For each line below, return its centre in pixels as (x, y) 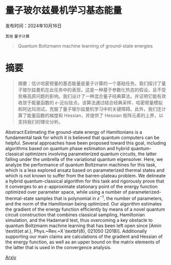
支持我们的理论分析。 (40, 121)
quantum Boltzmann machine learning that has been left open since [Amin (83, 226)
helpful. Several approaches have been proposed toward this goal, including (86, 143)
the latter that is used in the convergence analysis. (58, 247)
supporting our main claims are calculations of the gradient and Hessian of (84, 236)
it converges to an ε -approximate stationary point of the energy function (81, 186)
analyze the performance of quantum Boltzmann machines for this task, (81, 165)
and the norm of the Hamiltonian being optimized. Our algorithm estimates (84, 203)
